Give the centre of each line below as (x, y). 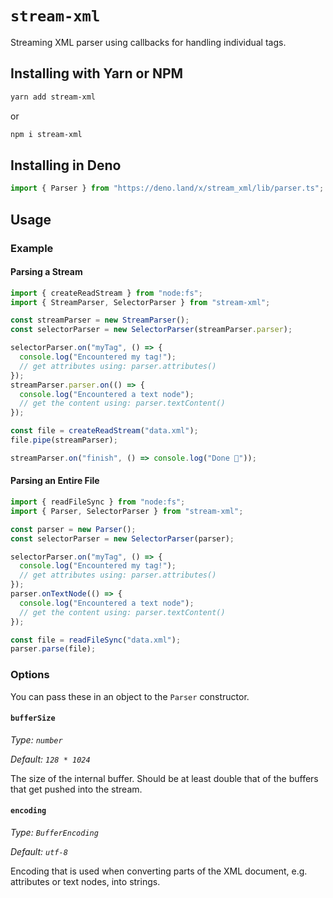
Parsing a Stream (46, 272)
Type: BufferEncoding (54, 832)
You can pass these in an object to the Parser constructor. (130, 696)
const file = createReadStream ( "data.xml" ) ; (104, 431)
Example (32, 248)
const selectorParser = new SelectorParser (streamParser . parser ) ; (151, 330)
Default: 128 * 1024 (50, 759)
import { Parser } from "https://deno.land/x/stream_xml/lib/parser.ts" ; (167, 188)
